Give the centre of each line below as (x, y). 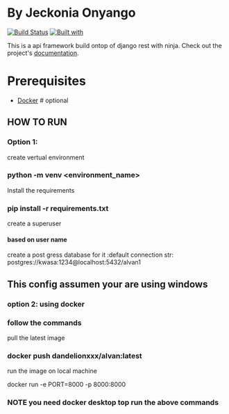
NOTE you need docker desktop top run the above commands (113, 403)
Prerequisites (47, 81)
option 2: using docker (46, 304)
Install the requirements (41, 190)
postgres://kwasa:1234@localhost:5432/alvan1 (74, 262)
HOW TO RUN (37, 122)
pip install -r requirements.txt (58, 208)
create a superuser (34, 223)
